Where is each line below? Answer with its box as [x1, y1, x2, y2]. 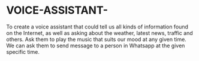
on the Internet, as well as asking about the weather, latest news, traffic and [6, 29, 193, 36]
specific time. [6, 48, 40, 55]
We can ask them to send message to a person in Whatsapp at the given [6, 42, 185, 49]
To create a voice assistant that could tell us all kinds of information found [6, 23, 189, 30]
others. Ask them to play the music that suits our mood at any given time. [6, 36, 187, 43]
